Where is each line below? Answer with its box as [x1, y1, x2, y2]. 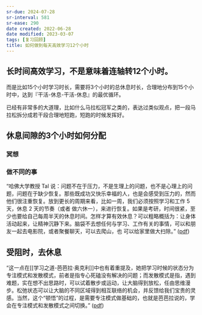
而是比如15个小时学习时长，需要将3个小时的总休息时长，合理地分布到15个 [6, 83, 189, 90]
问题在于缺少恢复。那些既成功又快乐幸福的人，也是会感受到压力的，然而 [16, 190, 196, 198]
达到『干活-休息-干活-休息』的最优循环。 [22, 91, 124, 98]
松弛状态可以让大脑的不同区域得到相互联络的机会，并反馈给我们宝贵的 [16, 287, 191, 294]
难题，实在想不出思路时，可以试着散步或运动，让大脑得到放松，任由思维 [6, 279, 185, 287]
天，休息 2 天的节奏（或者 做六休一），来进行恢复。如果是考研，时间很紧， [6, 205, 191, 213]
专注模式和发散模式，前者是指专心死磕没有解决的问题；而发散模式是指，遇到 [6, 272, 196, 279]
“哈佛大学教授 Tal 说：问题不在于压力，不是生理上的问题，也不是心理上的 [6, 182, 188, 190]
